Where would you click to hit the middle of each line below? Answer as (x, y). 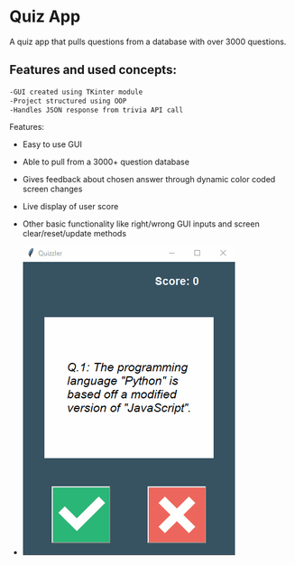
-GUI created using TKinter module (76, 92)
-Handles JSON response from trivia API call (96, 110)
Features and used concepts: (93, 70)
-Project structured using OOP (68, 101)
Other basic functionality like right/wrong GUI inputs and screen (141, 224)
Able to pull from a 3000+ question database (106, 162)
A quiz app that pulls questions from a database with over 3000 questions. (148, 42)
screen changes (52, 189)
